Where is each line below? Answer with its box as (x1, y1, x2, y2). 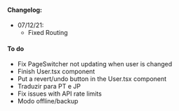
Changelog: (7, 6, 43, 14)
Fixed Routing (27, 29, 68, 37)
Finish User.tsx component (17, 67, 95, 76)
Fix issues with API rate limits (17, 89, 102, 98)
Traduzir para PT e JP (17, 82, 81, 91)
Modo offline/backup (17, 97, 79, 105)
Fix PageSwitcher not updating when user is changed (17, 60, 173, 68)
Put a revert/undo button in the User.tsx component (17, 75, 167, 83)
